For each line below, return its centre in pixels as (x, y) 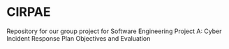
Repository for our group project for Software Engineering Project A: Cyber (114, 31)
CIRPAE (29, 12)
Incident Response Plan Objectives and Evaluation (79, 38)
